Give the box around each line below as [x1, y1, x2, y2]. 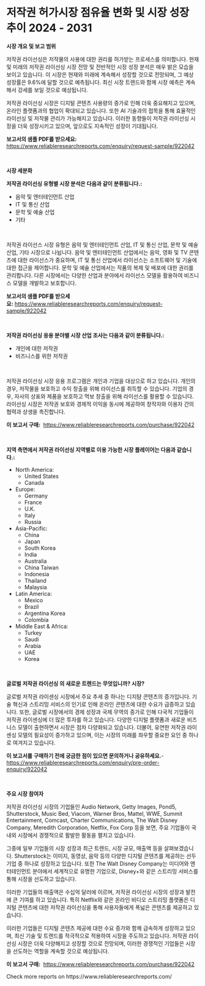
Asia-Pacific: [15, 525, 48, 532]
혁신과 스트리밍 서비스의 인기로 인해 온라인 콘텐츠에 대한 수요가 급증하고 [12, 700, 185, 708]
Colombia [24, 616, 49, 624]
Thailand [24, 577, 47, 584]
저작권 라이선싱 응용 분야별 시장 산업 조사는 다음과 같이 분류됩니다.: [6, 331, 165, 338]
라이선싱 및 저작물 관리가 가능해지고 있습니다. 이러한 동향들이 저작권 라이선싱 [6, 114, 190, 122]
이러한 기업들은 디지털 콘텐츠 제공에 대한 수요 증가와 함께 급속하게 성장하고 [6, 924, 185, 931]
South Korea [24, 544, 56, 552]
